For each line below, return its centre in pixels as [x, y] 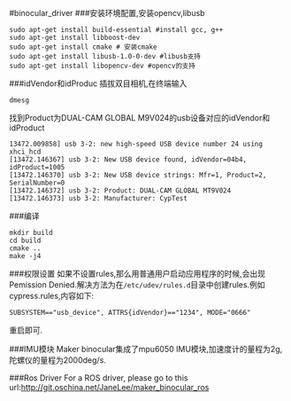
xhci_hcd [25, 152]
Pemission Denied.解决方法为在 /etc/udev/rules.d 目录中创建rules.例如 [137, 285]
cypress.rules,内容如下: [52, 296]
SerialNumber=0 [37, 183]
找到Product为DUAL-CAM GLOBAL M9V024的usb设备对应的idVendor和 [140, 118]
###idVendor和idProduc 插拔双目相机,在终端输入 [98, 83]
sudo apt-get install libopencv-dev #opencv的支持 [103, 66]
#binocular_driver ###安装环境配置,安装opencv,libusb [107, 13]
